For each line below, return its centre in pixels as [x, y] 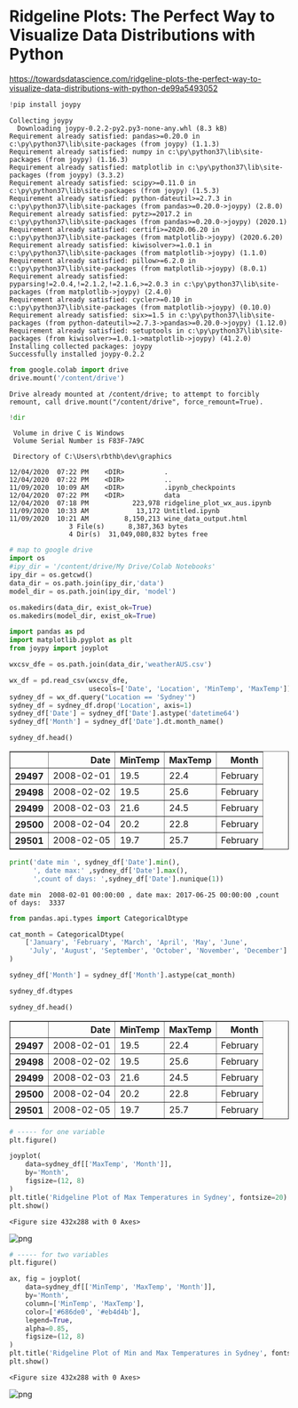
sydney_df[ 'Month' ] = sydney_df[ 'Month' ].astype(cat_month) [123, 976]
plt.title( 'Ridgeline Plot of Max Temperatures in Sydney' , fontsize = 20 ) [149, 1197]
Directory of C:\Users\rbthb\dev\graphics [93, 457]
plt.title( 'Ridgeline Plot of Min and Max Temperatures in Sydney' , [138, 1354]
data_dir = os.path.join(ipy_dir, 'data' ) [87, 583]
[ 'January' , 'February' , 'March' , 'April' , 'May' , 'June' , [137, 943]
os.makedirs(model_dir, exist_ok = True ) [83, 615]
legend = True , [49, 1320]
